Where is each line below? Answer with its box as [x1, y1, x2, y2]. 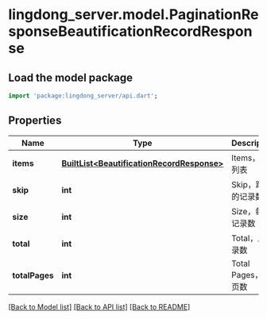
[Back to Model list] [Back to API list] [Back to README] [8, 302, 191, 311]
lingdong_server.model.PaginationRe [8, 6, 259, 24]
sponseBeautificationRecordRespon [8, 22, 253, 40]
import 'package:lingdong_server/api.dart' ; [8, 92, 158, 100]
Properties [8, 113, 62, 128]
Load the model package [8, 71, 133, 84]
